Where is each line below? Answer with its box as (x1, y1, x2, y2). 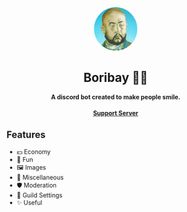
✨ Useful (16, 198, 43, 206)
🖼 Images (16, 163, 46, 171)
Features (6, 129, 46, 141)
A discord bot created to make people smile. (51, 93, 181, 101)
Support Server (92, 108, 139, 117)
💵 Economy (16, 147, 51, 156)
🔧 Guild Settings (16, 190, 63, 199)
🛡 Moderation (16, 181, 57, 189)
